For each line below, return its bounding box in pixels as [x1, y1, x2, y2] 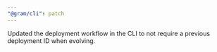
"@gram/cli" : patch [7, 10, 65, 17]
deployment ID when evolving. [7, 36, 96, 45]
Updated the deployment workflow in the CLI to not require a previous [7, 29, 210, 37]
